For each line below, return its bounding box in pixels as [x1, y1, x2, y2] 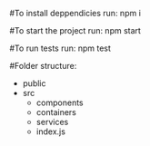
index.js [35, 126, 66, 137]
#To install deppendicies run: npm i [9, 8, 141, 18]
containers [35, 107, 77, 117]
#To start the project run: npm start [9, 25, 141, 35]
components [35, 97, 84, 108]
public [22, 78, 46, 89]
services [35, 117, 69, 127]
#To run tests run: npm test [9, 43, 112, 54]
